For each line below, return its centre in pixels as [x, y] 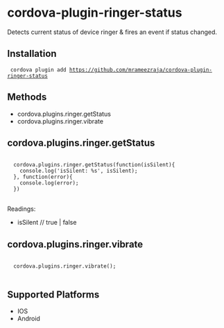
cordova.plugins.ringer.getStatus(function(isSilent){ [94, 165]
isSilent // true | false [47, 223]
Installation [32, 54]
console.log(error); [49, 183]
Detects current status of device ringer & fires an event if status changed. [112, 32]
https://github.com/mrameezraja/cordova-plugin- [141, 70]
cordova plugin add [38, 70]
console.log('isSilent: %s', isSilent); [79, 171]
